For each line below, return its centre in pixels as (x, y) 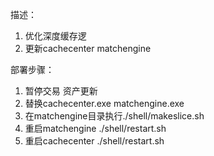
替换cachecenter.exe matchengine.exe (104, 103)
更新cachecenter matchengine (88, 48)
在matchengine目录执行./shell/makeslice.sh (114, 116)
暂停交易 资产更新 (61, 91)
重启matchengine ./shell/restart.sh (95, 128)
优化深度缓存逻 (55, 36)
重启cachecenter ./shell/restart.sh (94, 141)
